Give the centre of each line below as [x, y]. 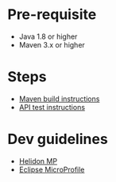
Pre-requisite [52, 15]
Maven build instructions [59, 99]
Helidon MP [38, 161]
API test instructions [52, 107]
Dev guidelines [58, 139]
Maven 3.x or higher [52, 44]
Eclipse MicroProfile [52, 169]
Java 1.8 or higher [48, 36]
